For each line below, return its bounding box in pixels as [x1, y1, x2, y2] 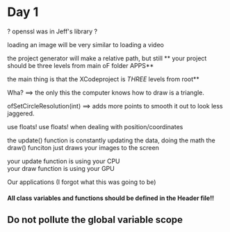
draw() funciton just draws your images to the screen [7, 143, 160, 151]
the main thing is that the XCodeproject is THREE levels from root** [7, 74, 200, 83]
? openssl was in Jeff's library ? [7, 27, 98, 35]
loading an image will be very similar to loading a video [7, 40, 165, 49]
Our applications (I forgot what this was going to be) [7, 178, 156, 186]
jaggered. [7, 109, 35, 117]
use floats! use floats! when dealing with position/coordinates [7, 122, 183, 131]
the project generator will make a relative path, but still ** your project [7, 53, 207, 63]
